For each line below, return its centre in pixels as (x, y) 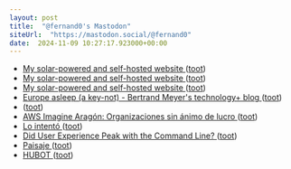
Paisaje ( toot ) (47, 146)
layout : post (34, 18)
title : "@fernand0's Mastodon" (70, 26)
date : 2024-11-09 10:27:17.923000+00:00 (89, 43)
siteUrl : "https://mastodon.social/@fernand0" (101, 34)
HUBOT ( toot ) (48, 155)
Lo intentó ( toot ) (52, 127)
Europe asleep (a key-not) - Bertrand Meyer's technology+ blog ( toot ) (152, 98)
